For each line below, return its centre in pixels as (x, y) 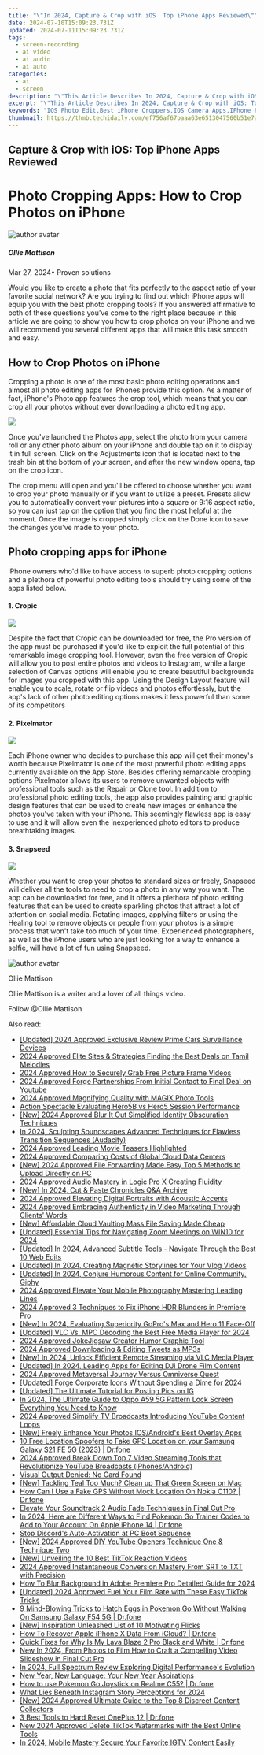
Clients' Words (43, 1215)
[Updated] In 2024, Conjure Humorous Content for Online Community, (133, 1274)
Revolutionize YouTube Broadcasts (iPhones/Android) (106, 1467)
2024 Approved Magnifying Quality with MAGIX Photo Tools (117, 1098)
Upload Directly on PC (55, 1174)
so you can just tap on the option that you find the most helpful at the (120, 510)
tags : (17, 37)
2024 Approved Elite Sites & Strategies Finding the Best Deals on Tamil (134, 1056)
